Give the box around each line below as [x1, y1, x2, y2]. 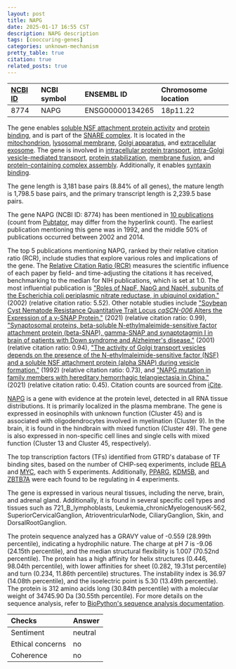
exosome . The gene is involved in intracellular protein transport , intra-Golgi [7, 145, 225, 154]
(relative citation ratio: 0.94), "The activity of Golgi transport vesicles [7, 343, 206, 352]
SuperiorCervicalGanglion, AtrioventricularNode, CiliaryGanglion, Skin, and [7, 510, 223, 519]
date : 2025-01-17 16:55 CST [7, 23, 90, 30]
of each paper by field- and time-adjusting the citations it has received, [7, 268, 214, 277]
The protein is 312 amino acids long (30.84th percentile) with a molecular [7, 584, 219, 592]
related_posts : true [7, 62, 68, 69]
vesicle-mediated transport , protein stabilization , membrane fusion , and [7, 153, 215, 161]
